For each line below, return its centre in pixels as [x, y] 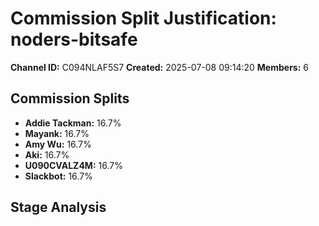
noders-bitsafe [74, 39]
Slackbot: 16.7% [58, 176]
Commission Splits [70, 98]
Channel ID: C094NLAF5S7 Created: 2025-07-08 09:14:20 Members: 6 [159, 67]
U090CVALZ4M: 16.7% [73, 165]
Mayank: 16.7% [57, 133]
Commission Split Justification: [143, 18]
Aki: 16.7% [47, 154]
